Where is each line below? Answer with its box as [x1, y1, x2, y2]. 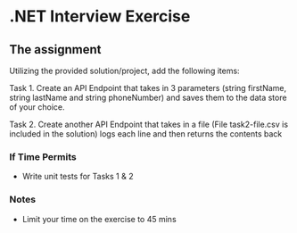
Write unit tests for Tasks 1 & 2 [21, 171, 134, 182]
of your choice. [9, 102, 65, 112]
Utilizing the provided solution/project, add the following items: [9, 65, 240, 76]
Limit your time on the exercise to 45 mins [21, 213, 177, 224]
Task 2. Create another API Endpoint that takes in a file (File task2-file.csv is [9, 119, 288, 129]
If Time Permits [9, 150, 78, 162]
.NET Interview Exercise [9, 6, 191, 27]
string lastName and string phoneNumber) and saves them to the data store [9, 92, 287, 103]
